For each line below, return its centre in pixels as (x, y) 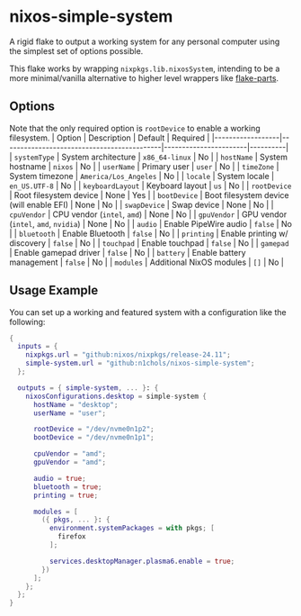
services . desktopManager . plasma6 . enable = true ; (142, 561)
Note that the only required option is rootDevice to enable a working (135, 128)
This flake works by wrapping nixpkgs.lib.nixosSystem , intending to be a (145, 68)
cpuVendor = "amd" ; (69, 454)
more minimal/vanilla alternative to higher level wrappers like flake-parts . (144, 77)
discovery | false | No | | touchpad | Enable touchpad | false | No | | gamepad (149, 243)
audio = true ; (60, 478)
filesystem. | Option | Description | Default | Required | (110, 138)
